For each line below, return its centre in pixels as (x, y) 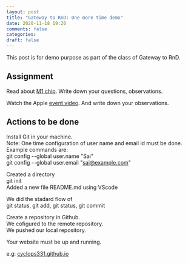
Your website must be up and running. (54, 242)
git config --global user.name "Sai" (50, 156)
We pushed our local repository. (46, 230)
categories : (21, 35)
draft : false (23, 40)
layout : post (23, 12)
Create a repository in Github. (43, 217)
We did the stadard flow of (39, 199)
